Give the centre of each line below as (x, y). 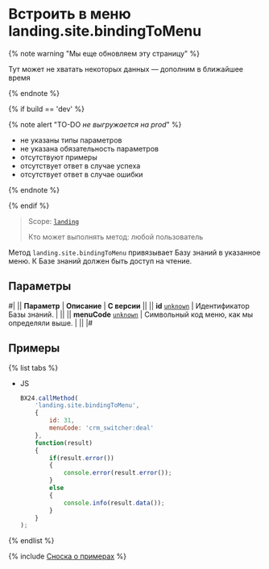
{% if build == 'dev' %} (46, 109)
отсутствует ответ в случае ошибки (81, 174)
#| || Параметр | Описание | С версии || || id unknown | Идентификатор (129, 305)
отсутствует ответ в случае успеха (80, 165)
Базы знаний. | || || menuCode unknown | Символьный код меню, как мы (131, 314)
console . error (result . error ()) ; (118, 473)
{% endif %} (29, 206)
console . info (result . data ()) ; (114, 503)
